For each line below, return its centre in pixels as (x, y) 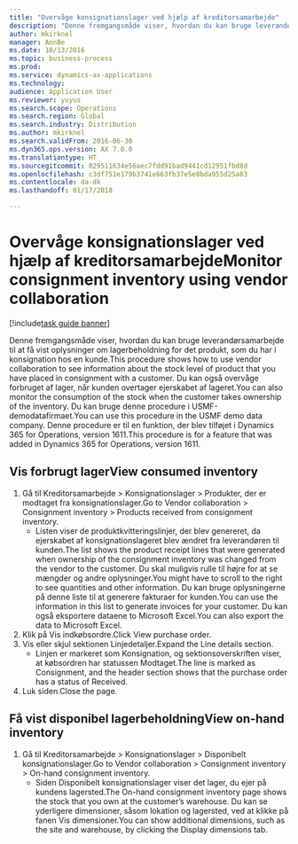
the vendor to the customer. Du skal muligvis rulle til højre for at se (157, 568)
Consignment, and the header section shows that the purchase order (161, 672)
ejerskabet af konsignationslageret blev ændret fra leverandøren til (157, 540)
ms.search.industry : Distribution (73, 125)
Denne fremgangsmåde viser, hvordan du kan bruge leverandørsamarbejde (147, 340)
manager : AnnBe (37, 42)
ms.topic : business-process (61, 59)
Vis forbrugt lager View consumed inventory (134, 472)
